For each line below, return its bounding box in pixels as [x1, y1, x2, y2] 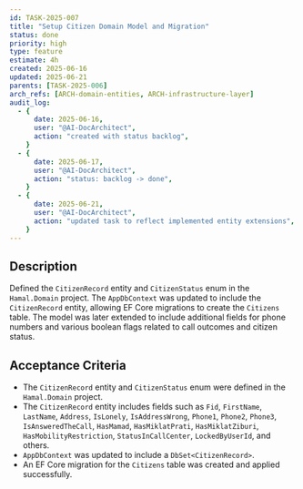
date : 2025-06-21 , [33, 199, 104, 209]
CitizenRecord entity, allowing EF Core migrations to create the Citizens [9, 302, 280, 313]
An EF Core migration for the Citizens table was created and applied [22, 459, 280, 470]
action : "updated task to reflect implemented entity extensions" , [33, 216, 296, 226]
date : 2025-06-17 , [33, 157, 104, 167]
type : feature [9, 47, 64, 56]
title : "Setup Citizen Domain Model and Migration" [9, 22, 209, 31]
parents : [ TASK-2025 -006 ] [9, 81, 107, 90]
